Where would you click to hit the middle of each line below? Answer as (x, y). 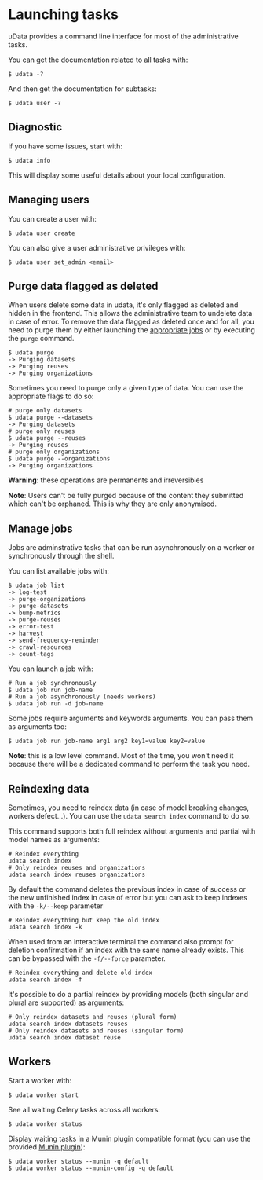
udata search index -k (45, 927)
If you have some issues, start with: (66, 146)
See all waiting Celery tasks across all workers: (84, 1109)
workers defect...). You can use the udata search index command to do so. (130, 816)
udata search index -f (45, 980)
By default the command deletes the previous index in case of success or (127, 889)
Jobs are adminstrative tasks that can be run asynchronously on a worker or (131, 548)
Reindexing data (49, 788)
